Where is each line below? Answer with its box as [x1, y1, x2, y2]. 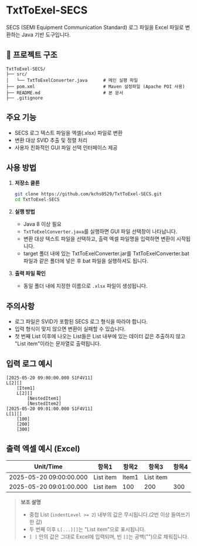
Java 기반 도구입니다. [21, 31, 71, 38]
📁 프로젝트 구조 [6, 50, 57, 60]
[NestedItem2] [27, 401, 62, 407]
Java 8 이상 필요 [23, 221, 62, 228]
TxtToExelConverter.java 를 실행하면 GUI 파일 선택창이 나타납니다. [23, 228, 178, 235]
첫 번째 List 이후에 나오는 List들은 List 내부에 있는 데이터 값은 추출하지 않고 [14, 332, 186, 339]
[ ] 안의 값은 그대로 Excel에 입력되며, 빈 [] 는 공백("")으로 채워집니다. [29, 533, 189, 540]
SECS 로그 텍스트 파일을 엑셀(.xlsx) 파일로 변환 [14, 129, 123, 136]
